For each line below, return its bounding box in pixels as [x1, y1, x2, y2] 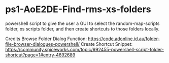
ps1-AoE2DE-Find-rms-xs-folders [5, 4, 151, 15]
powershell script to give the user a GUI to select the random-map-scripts [5, 20, 160, 26]
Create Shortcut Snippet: [80, 41, 133, 47]
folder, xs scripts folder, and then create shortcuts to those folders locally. [5, 25, 160, 31]
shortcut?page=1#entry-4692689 [5, 52, 76, 58]
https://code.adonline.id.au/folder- [88, 36, 160, 42]
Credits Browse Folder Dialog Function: [5, 36, 87, 42]
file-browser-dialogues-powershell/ [5, 41, 80, 47]
